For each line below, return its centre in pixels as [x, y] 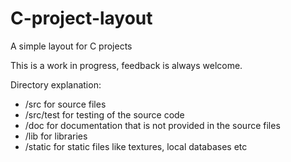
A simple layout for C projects [71, 46]
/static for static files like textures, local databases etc [136, 146]
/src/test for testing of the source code [104, 114]
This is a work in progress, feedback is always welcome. [126, 65]
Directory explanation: [56, 84]
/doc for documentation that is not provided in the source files [152, 125]
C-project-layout [81, 18]
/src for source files [65, 104]
